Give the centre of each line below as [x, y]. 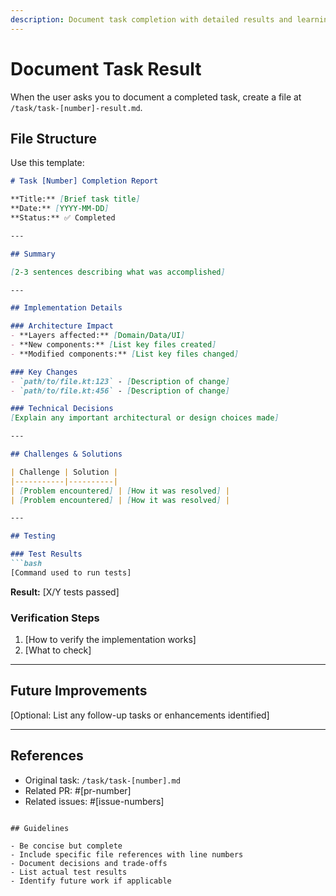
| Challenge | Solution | [64, 472]
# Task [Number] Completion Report [84, 181]
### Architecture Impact [62, 326]
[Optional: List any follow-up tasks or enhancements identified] [140, 715]
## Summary [33, 254]
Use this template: [47, 163]
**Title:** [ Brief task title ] [75, 199]
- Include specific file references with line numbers [127, 854]
